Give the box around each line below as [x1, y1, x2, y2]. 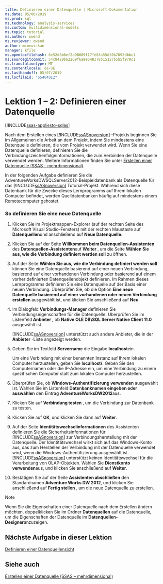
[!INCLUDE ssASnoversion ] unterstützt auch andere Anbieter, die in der [12, 331, 154, 337]
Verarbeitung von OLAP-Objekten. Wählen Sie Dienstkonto [12, 460, 130, 466]
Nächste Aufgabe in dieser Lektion [5, 533, 113, 542]
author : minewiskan [5, 43, 45, 48]
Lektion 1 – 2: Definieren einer [5, 96, 127, 107]
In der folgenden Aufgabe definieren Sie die [5, 172, 93, 178]
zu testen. [12, 405, 33, 411]
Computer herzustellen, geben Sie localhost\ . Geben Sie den [12, 360, 134, 366]
